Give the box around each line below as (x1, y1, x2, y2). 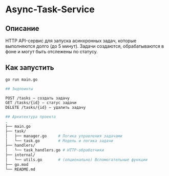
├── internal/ (5, 152, 36, 158)
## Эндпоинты (5, 86, 33, 91)
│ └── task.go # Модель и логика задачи (5, 138, 114, 143)
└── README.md (5, 167, 36, 172)
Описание (5, 24, 39, 33)
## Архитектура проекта (5, 114, 56, 120)
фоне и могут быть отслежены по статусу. (5, 49, 98, 54)
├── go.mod (5, 162, 29, 167)
